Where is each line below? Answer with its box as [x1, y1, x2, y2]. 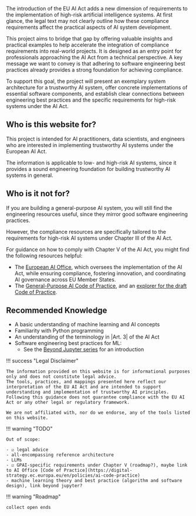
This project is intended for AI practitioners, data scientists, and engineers [6, 135, 185, 142]
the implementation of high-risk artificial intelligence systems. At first [6, 11, 173, 18]
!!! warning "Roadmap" [6, 493, 61, 500]
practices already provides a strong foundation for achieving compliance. [6, 66, 184, 73]
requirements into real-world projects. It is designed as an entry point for [6, 48, 182, 55]
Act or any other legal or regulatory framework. [6, 400, 130, 406]
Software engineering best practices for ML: [14, 340, 122, 347]
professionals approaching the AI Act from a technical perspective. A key [6, 54, 183, 61]
